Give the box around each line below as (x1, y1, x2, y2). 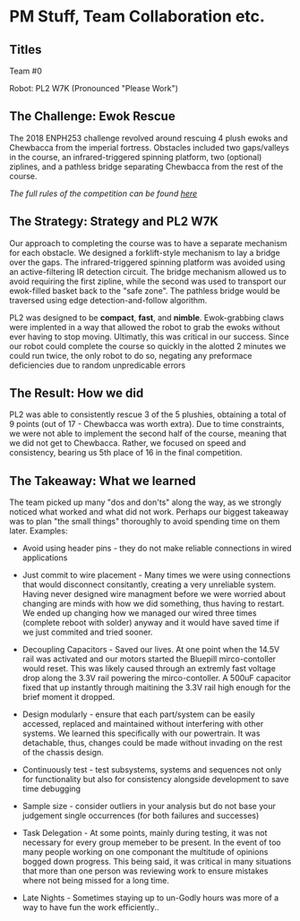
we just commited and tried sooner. (21, 627, 153, 637)
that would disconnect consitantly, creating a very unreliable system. (21, 579, 277, 590)
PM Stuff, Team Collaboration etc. (9, 6, 266, 27)
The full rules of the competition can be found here (9, 188, 198, 199)
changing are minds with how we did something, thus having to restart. (21, 598, 285, 610)
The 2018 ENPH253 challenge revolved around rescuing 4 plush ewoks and (9, 132, 288, 143)
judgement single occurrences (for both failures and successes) (21, 810, 260, 821)
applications (21, 552, 68, 563)
